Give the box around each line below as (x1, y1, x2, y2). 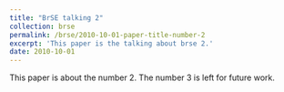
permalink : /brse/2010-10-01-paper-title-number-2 (9, 30, 206, 39)
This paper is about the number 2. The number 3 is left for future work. (9, 72, 275, 83)
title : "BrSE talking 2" (9, 13, 104, 23)
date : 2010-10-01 (9, 47, 76, 56)
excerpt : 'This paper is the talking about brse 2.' (9, 38, 214, 48)
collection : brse (9, 22, 76, 31)
